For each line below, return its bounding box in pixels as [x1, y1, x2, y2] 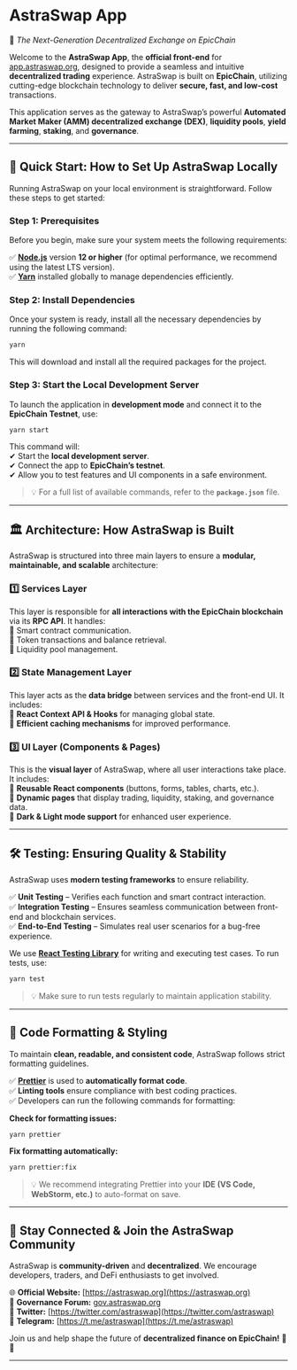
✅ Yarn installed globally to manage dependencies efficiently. [9, 271, 234, 282]
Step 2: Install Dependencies [9, 293, 135, 306]
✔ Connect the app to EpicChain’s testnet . [9, 460, 165, 471]
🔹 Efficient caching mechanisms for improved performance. [9, 718, 232, 728]
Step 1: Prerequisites [9, 214, 100, 227]
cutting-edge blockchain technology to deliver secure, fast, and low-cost [9, 80, 278, 90]
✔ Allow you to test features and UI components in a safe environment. [9, 470, 268, 480]
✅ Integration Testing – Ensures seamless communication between [9, 901, 256, 912]
